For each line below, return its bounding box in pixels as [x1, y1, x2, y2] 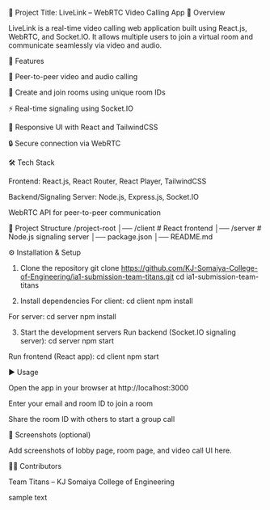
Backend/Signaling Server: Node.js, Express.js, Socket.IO [8, 192, 200, 201]
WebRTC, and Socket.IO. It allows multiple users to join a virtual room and [8, 32, 253, 41]
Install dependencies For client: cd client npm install [19, 296, 193, 306]
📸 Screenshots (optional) [8, 430, 91, 440]
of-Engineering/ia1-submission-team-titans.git [19, 272, 175, 281]
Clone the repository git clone [19, 263, 120, 272]
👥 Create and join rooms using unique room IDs [8, 87, 166, 97]
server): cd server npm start [19, 336, 115, 345]
